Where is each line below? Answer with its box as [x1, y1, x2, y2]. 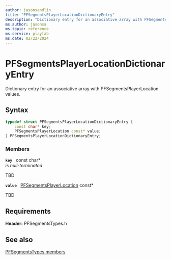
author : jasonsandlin [5, 7, 51, 13]
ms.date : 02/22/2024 [5, 36, 49, 41]
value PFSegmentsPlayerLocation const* [5, 182, 94, 189]
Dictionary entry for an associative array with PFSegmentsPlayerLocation [5, 85, 159, 92]
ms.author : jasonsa [5, 21, 47, 27]
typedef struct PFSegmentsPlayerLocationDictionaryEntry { [5, 119, 133, 124]
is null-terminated [5, 163, 43, 169]
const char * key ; [14, 124, 51, 129]
